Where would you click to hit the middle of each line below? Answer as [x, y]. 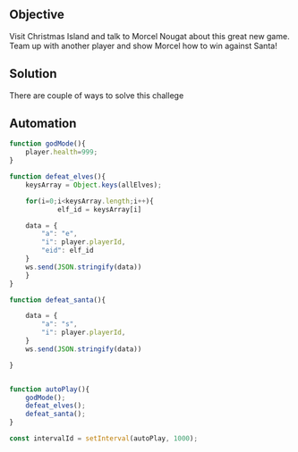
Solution [33, 74]
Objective [37, 15]
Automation [43, 124]
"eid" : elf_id [68, 251]
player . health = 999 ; [62, 152]
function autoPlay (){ [50, 389]
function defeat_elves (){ [57, 177]
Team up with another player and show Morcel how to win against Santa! [143, 46]
